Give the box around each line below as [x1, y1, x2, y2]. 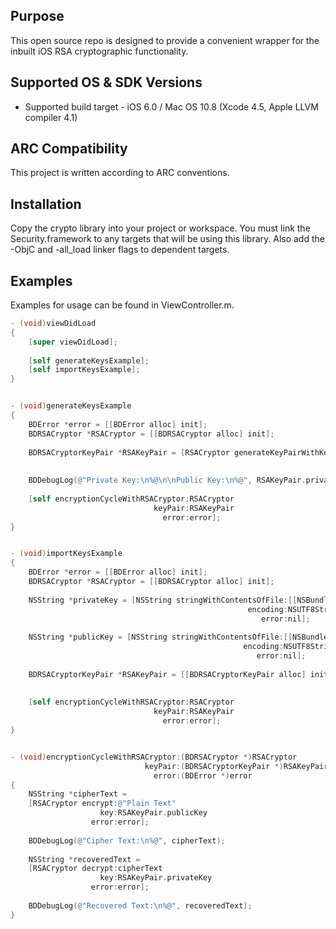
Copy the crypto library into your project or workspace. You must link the [10, 222, 311, 234]
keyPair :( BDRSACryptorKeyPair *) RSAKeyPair [144, 761, 329, 771]
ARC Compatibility [10, 140, 128, 158]
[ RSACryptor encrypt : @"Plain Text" [28, 799, 177, 809]
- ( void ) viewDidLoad [10, 319, 97, 329]
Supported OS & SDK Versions [10, 74, 203, 91]
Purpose [10, 8, 65, 25]
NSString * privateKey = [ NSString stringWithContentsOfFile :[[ [28, 595, 298, 605]
